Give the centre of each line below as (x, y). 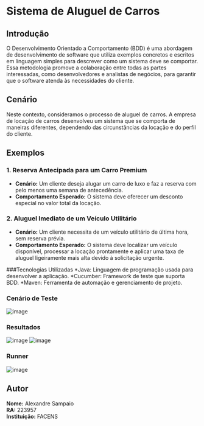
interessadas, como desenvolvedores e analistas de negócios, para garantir (101, 74)
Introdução (28, 34)
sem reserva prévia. (40, 238)
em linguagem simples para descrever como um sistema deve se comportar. (102, 61)
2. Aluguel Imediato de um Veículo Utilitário (72, 218)
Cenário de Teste (32, 298)
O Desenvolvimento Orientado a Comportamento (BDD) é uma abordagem (100, 48)
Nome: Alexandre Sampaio (40, 403)
